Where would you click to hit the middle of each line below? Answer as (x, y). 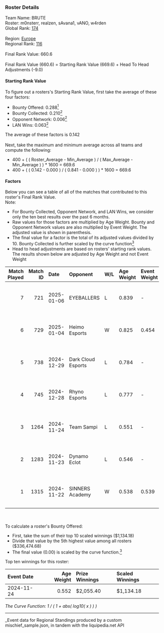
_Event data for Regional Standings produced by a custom (63, 620)
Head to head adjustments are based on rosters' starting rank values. (82, 249)
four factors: (18, 97)
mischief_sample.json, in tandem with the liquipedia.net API (65, 625)
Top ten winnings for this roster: (37, 561)
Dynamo (79, 456)
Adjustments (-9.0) (24, 70)
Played (16, 277)
